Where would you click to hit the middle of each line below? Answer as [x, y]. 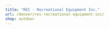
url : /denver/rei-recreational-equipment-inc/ [55, 14]
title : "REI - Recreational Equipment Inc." [52, 10]
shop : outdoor [20, 19]
